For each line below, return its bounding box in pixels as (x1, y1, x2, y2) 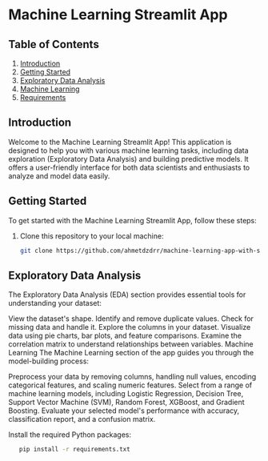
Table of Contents (8, 38, 100, 51)
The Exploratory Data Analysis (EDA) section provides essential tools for (8, 290, 246, 299)
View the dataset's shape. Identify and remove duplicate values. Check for (8, 314, 254, 323)
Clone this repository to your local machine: (19, 230, 164, 241)
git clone (19, 247, 54, 255)
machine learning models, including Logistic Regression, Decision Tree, (8, 389, 244, 399)
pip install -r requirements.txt (18, 446, 130, 454)
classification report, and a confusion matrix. (8, 415, 156, 424)
